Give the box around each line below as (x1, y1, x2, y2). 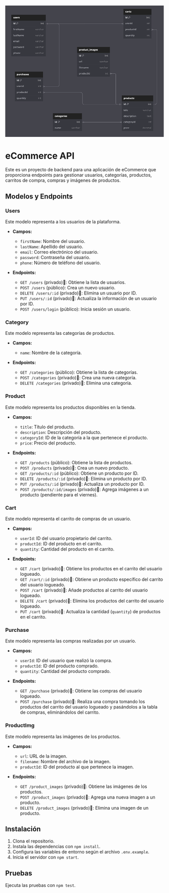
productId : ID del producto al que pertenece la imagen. (20, 764, 134, 770)
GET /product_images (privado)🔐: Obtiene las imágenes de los (20, 783, 147, 789)
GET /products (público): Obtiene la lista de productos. (20, 459, 133, 465)
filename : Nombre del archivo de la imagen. (20, 758, 111, 764)
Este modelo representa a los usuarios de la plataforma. (5, 219, 121, 225)
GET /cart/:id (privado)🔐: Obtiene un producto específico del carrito (20, 576, 163, 582)
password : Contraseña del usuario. (20, 255, 91, 261)
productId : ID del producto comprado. (20, 663, 99, 669)
